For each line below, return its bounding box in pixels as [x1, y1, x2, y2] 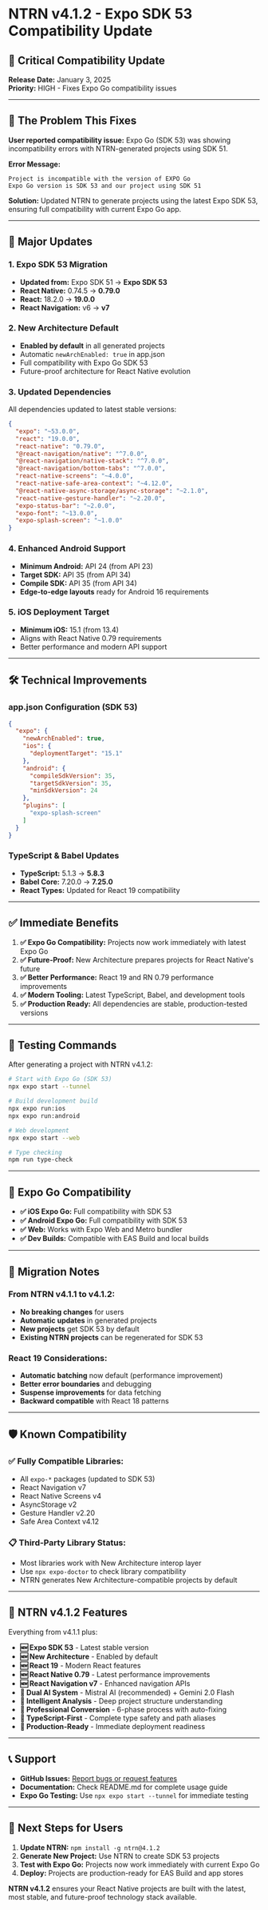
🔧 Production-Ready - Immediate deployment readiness [19, 1721, 206, 1731]
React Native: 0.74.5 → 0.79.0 [19, 286, 121, 295]
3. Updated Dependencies [8, 386, 112, 397]
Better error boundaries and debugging [19, 1379, 152, 1389]
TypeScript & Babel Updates [8, 850, 120, 861]
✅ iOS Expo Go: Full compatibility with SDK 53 [19, 1207, 172, 1216]
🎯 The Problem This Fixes [8, 114, 137, 128]
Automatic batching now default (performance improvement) [19, 1371, 223, 1380]
